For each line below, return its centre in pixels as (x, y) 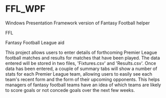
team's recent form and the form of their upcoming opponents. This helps (82, 79)
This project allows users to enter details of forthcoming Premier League (81, 52)
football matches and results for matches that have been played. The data (83, 58)
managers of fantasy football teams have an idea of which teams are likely (83, 85)
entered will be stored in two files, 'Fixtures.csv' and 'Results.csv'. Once (81, 63)
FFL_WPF (25, 9)
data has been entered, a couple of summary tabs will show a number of (81, 69)
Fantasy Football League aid (35, 42)
